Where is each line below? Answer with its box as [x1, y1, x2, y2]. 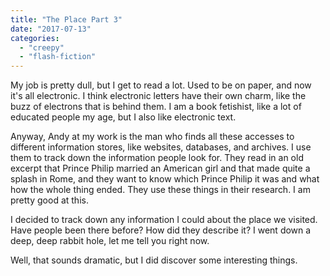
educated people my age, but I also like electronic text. [10, 111, 237, 123]
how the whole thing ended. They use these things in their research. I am [10, 184, 311, 196]
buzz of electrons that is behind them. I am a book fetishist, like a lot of [10, 101, 302, 113]
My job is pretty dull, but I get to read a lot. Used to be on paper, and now [10, 79, 312, 91]
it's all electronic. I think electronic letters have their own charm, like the [10, 90, 307, 102]
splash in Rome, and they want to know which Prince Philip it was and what [10, 173, 320, 185]
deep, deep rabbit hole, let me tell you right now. [10, 235, 210, 247]
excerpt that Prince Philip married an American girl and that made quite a [10, 162, 311, 175]
